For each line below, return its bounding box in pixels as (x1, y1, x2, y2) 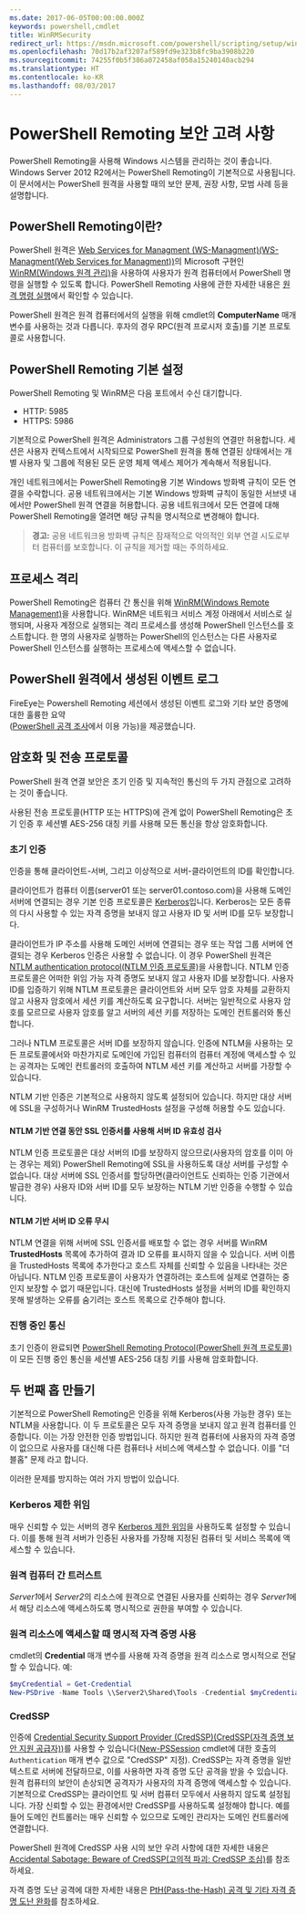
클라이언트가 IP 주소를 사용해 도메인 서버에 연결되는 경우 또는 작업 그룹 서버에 (9, 938, 284, 949)
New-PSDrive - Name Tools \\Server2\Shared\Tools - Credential (9, 1689, 247, 1698)
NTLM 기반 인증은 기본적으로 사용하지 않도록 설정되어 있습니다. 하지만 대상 (9, 1091, 276, 1102)
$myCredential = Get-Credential (9, 1680, 132, 1689)
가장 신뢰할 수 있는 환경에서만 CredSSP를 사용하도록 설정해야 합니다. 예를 (28, 1800, 291, 1811)
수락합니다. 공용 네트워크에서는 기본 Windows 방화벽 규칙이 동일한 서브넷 (25, 488, 287, 499)
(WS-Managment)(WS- (191, 245, 280, 255)
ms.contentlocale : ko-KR (9, 73, 104, 82)
